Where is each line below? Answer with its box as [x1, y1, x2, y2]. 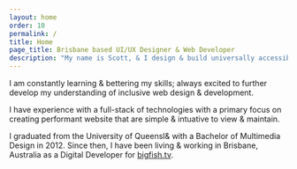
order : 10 [9, 21, 46, 30]
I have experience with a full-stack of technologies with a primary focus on [9, 105, 282, 114]
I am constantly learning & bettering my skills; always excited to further [9, 78, 268, 88]
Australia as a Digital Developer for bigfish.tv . [9, 150, 174, 159]
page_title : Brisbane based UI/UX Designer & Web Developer [9, 46, 236, 55]
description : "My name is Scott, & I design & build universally [9, 54, 255, 62]
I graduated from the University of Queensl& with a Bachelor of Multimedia [9, 131, 281, 141]
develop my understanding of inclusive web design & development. [9, 87, 255, 98]
